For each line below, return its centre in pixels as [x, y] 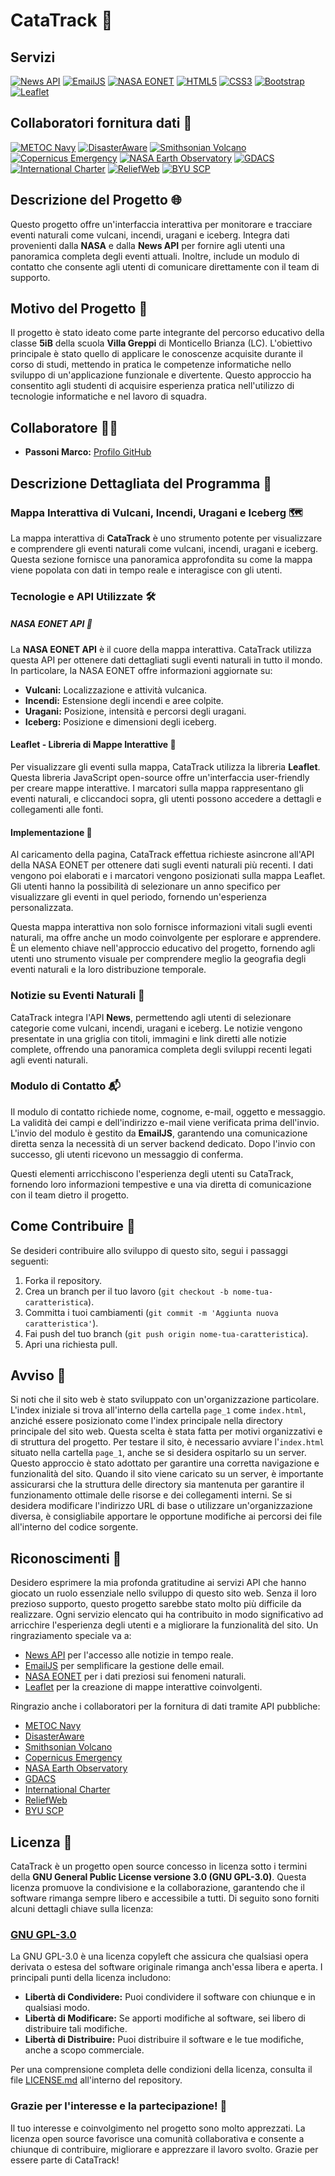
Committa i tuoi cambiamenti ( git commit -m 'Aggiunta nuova [151, 1312]
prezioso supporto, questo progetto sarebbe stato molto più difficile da [156, 1604]
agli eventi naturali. [49, 1060]
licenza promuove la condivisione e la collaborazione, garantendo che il [157, 1888]
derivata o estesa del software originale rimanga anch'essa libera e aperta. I [166, 1967]
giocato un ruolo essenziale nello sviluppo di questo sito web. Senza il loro [163, 1593]
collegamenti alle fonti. [57, 810]
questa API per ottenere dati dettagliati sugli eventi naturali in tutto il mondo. [166, 660]
